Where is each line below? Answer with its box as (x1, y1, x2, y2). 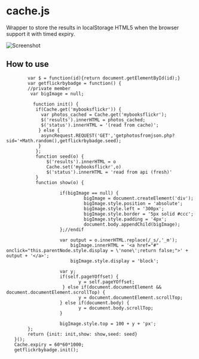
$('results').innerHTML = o (46, 158, 117, 165)
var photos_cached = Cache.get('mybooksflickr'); (41, 112, 167, 118)
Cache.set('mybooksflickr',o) (46, 164, 121, 170)
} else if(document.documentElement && (62, 284, 162, 290)
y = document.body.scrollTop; (78, 305, 154, 311)
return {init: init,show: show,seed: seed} (27, 331, 137, 337)
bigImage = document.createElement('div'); (83, 195, 194, 201)
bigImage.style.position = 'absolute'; (83, 200, 183, 207)
